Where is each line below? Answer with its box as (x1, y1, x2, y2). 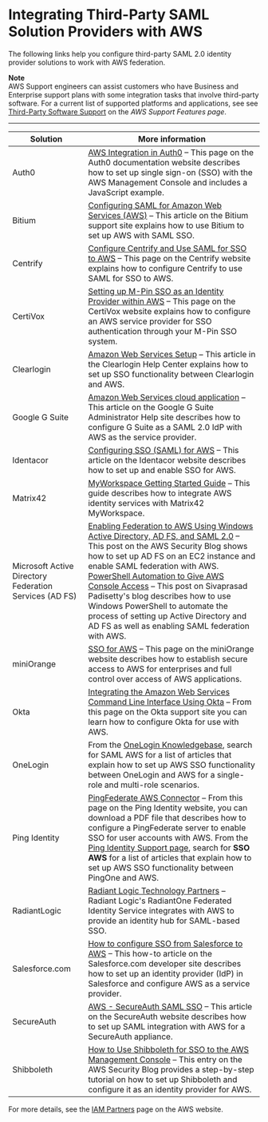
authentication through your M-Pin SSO (87, 325, 238, 336)
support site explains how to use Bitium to (87, 220, 245, 231)
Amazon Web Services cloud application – (87, 392, 246, 403)
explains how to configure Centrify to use (87, 262, 243, 273)
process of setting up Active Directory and (87, 610, 247, 621)
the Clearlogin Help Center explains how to (87, 358, 249, 369)
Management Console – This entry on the (87, 1053, 243, 1064)
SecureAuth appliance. (87, 1031, 173, 1042)
